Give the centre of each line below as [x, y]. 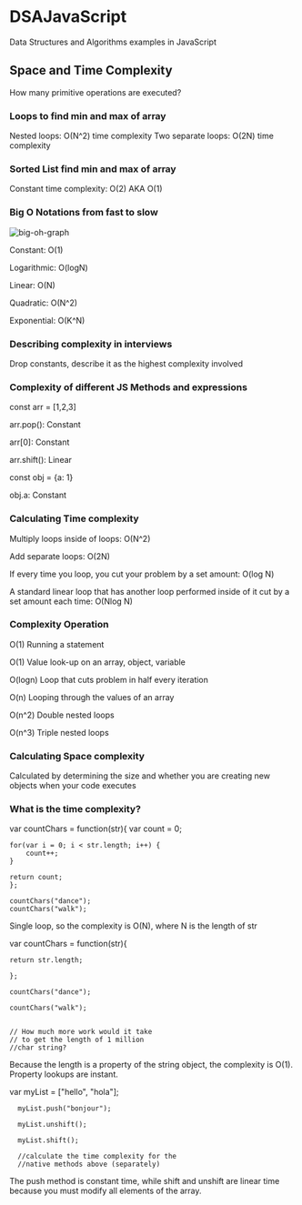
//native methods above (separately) [89, 1165]
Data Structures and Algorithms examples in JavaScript [113, 42]
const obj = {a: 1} [41, 477]
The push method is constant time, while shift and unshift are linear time [145, 1181]
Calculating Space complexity [77, 756]
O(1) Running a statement [57, 644]
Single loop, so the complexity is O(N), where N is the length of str [133, 926]
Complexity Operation [59, 625]
